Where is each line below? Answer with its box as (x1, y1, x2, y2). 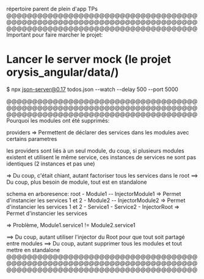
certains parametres (6, 135, 57, 142)
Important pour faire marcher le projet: (6, 31, 103, 38)
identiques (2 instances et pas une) (6, 160, 95, 167)
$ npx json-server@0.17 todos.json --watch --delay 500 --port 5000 (6, 85, 178, 93)
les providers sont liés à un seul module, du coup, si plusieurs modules (6, 147, 184, 154)
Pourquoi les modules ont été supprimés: (6, 117, 110, 124)
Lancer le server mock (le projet (6, 53, 171, 67)
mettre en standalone (6, 246, 60, 253)
